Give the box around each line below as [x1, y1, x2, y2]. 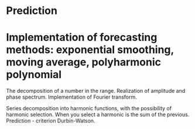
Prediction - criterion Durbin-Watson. [6, 117, 95, 124]
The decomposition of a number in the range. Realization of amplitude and [6, 88, 186, 95]
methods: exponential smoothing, [6, 43, 175, 57]
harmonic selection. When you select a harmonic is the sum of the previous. [6, 111, 190, 118]
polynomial [6, 68, 62, 81]
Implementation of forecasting [6, 31, 158, 44]
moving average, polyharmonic [6, 55, 161, 69]
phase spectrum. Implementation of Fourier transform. [6, 93, 138, 100]
